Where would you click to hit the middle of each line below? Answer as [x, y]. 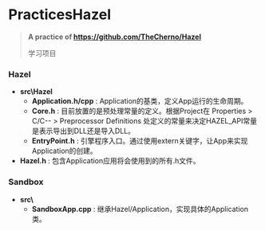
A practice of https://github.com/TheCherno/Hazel [115, 37]
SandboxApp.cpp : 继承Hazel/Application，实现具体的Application [140, 209]
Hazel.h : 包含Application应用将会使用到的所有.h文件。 [110, 161]
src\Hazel [36, 92]
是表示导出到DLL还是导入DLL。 [83, 131]
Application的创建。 [64, 151]
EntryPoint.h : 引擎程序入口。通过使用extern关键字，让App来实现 [140, 141]
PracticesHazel [60, 15]
